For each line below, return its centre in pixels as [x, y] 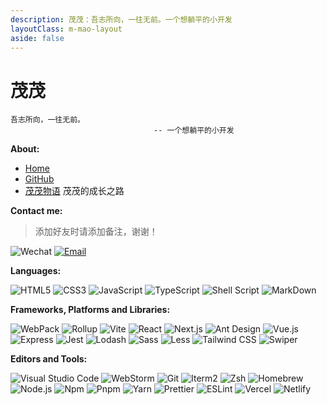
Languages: [36, 271]
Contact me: [36, 211]
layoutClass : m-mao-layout [66, 29]
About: [25, 149]
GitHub [39, 179]
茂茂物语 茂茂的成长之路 [74, 191]
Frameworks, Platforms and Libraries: [90, 310]
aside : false [37, 38]
